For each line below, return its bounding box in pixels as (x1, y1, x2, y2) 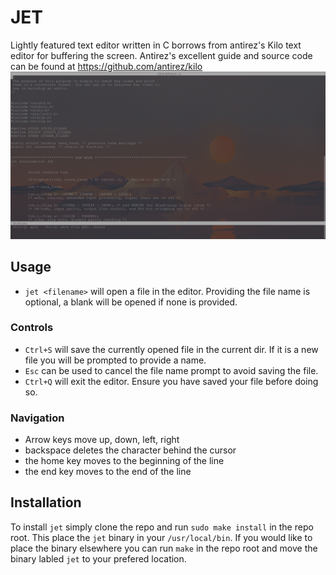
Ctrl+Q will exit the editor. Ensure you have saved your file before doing (24, 375, 319, 387)
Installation (10, 494, 82, 511)
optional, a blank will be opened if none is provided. (24, 296, 238, 308)
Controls (10, 321, 54, 335)
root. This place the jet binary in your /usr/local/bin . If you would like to (10, 531, 313, 543)
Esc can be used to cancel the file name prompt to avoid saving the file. (24, 364, 319, 376)
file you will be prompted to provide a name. (24, 354, 207, 366)
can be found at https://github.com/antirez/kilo (10, 60, 203, 72)
